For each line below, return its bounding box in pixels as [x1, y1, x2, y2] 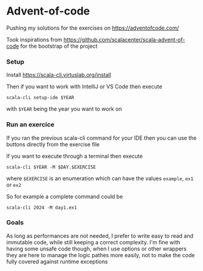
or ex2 [6, 181, 22, 188]
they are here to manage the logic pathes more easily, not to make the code [6, 251, 195, 258]
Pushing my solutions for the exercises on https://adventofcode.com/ [6, 24, 179, 31]
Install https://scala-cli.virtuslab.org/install [6, 71, 111, 79]
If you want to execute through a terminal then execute [6, 152, 143, 160]
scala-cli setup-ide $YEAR [6, 95, 75, 101]
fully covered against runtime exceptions [6, 258, 108, 265]
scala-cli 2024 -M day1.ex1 [6, 204, 78, 211]
